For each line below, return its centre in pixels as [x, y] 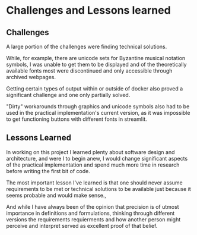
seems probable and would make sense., [56, 195]
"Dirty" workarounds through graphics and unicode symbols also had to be [98, 106]
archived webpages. [31, 77]
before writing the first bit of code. [48, 171]
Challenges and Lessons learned [88, 10]
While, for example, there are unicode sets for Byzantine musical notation [96, 58]
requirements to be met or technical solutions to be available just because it [99, 189]
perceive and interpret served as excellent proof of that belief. [82, 225]
